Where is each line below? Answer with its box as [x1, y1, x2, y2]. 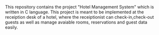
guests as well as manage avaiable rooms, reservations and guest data [5, 19, 148, 25]
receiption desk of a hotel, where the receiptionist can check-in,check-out [5, 14, 154, 20]
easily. [5, 24, 18, 30]
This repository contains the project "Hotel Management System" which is [5, 4, 154, 10]
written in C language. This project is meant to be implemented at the [5, 9, 144, 15]
